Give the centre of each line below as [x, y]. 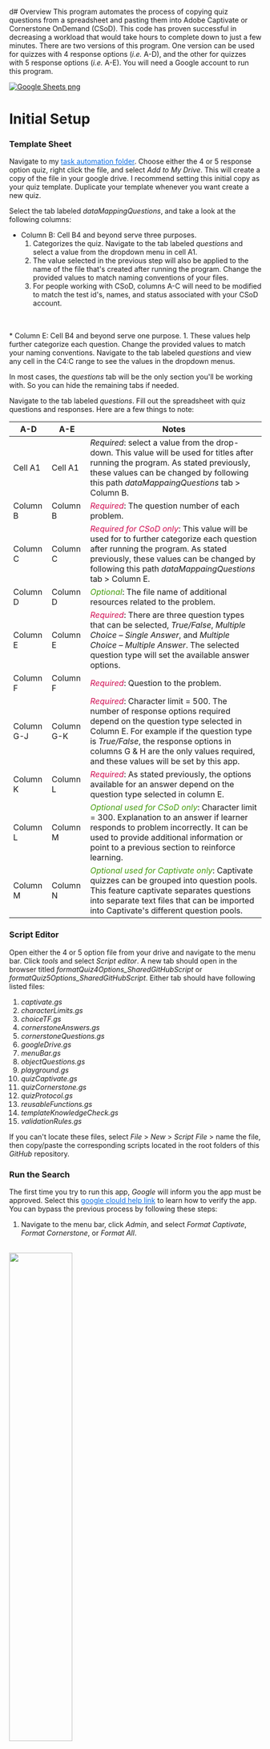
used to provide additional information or [167, 838]
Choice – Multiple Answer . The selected [165, 645]
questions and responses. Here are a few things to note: [102, 410]
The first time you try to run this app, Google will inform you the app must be [135, 1192]
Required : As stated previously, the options [171, 774]
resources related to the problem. [153, 602]
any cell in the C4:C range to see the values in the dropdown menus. [122, 362]
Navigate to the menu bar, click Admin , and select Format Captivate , [133, 1225]
